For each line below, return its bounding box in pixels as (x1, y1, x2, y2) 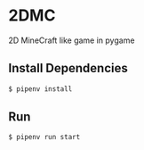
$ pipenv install (8, 84, 73, 94)
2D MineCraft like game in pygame (8, 35, 135, 46)
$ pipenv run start (8, 133, 81, 142)
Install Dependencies (8, 61, 128, 76)
